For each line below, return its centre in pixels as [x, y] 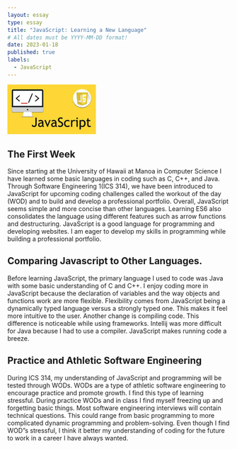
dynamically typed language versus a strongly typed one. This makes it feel [117, 308]
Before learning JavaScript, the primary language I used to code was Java [115, 278]
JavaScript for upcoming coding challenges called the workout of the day [114, 193]
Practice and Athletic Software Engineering [105, 361]
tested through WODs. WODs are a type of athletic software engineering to [117, 385]
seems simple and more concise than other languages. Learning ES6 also [114, 208]
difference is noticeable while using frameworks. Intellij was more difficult [114, 323]
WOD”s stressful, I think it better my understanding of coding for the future [116, 430]
